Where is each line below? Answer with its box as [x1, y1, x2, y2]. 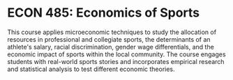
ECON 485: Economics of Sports [7, 5, 200, 21]
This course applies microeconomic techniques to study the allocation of [7, 28, 217, 36]
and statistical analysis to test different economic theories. [7, 65, 176, 73]
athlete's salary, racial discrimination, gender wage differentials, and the [7, 42, 214, 51]
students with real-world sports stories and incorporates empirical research [7, 57, 225, 65]
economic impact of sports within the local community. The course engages [7, 50, 226, 58]
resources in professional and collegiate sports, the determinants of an [7, 35, 211, 43]
